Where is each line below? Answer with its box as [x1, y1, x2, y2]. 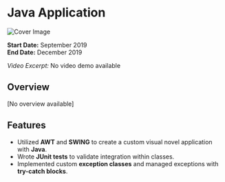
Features [7, 120, 46, 131]
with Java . [17, 145, 47, 153]
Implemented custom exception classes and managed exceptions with [17, 159, 219, 168]
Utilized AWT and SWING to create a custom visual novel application [17, 137, 213, 146]
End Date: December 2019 [7, 48, 83, 56]
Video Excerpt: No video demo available [7, 61, 121, 69]
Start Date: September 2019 [7, 41, 87, 49]
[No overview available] [7, 100, 74, 108]
